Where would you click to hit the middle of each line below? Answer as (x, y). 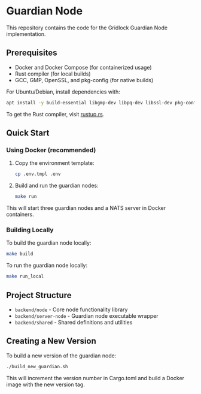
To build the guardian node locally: (49, 243)
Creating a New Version (51, 341)
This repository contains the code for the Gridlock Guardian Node (87, 28)
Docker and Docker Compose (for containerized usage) (83, 67)
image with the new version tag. (45, 384)
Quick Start (28, 133)
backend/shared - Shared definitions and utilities (74, 322)
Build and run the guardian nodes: (57, 186)
